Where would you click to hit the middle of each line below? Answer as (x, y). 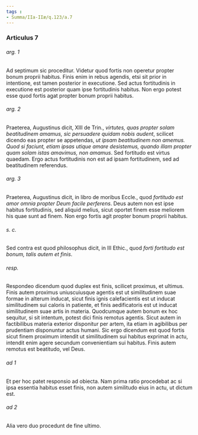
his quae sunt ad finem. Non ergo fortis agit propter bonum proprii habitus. (97, 216)
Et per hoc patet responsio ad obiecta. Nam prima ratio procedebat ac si (94, 381)
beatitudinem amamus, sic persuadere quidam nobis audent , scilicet (90, 133)
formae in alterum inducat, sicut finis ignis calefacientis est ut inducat (91, 299)
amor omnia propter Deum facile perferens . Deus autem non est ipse (90, 204)
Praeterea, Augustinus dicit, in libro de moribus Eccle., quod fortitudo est (95, 197)
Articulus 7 (22, 38)
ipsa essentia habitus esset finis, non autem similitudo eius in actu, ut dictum (99, 387)
